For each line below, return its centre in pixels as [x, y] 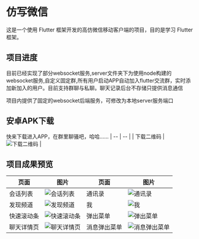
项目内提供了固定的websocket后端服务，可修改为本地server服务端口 [90, 100]
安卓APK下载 [30, 121]
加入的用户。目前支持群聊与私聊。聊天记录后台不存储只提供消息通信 [99, 88]
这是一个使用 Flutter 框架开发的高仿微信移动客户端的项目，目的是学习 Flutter [99, 30]
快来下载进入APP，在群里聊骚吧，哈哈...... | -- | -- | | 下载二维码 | [86, 136]
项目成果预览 [30, 164]
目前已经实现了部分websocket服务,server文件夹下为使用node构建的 [89, 73]
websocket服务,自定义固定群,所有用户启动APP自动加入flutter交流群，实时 [96, 80]
